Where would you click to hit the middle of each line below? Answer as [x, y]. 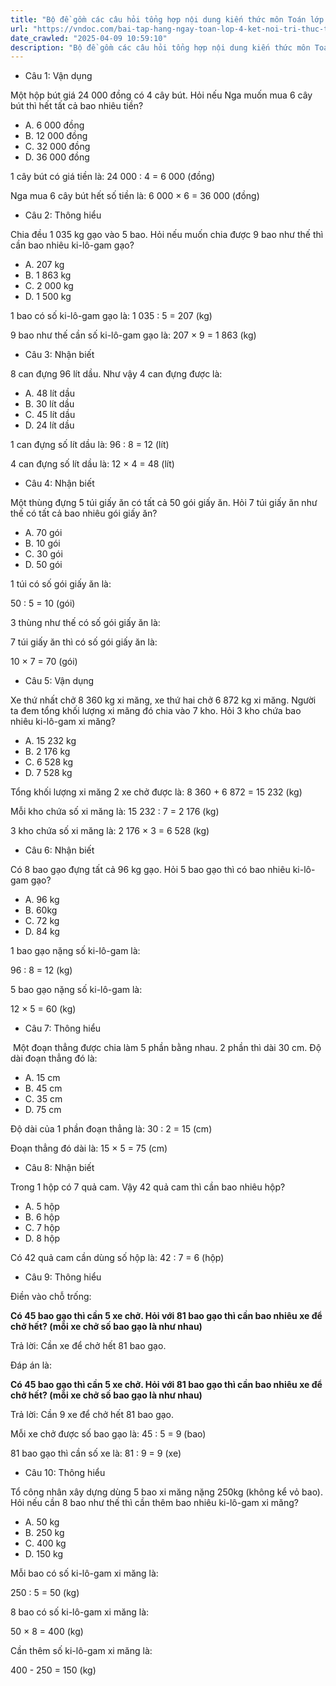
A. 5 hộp [42, 1207]
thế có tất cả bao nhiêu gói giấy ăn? [84, 513]
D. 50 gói [43, 565]
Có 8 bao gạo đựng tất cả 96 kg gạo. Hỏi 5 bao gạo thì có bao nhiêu [150, 870]
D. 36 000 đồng [57, 157]
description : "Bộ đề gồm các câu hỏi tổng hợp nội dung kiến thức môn [160, 47]
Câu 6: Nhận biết [59, 850]
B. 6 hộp [42, 1217]
